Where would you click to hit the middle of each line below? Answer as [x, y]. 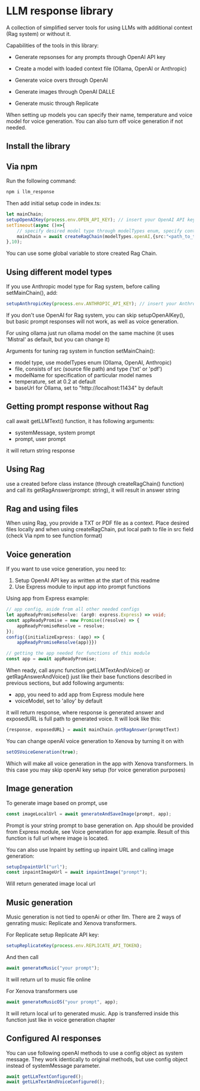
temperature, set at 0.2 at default [55, 381]
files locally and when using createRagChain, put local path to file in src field [100, 529]
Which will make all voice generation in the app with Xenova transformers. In [100, 763]
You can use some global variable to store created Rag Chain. [82, 253]
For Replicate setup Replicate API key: [53, 935]
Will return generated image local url [51, 884]
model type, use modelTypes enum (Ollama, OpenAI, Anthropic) [93, 362]
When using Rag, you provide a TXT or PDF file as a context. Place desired [98, 523]
